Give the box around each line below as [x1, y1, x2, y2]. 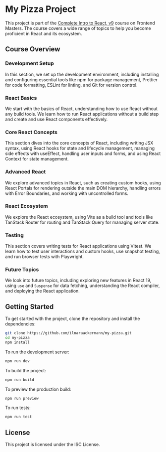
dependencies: [5, 321, 36, 327]
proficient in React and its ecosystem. [5, 30, 82, 36]
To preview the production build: [5, 386, 71, 392]
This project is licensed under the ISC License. [5, 442, 100, 448]
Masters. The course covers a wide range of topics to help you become [5, 25, 151, 31]
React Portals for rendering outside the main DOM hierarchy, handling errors [5, 185, 161, 191]
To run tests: [5, 405, 31, 411]
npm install [5, 340, 30, 345]
